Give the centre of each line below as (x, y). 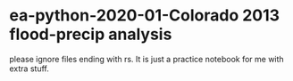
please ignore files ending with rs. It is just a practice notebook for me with (146, 59)
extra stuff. (29, 69)
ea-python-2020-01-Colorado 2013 (144, 16)
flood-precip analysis (91, 34)
